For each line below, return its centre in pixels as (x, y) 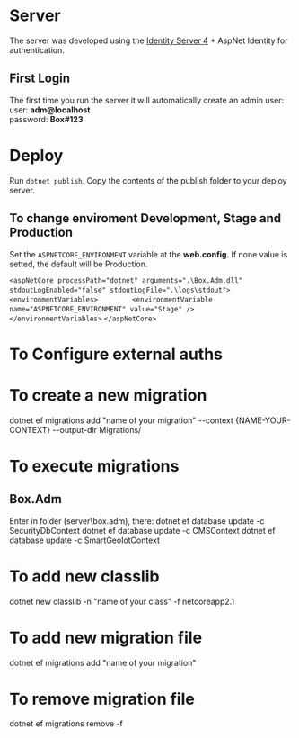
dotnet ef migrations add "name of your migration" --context (121, 420)
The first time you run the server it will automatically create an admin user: (147, 100)
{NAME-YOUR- (263, 420)
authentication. (37, 49)
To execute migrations (94, 466)
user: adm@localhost (50, 110)
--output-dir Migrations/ (97, 429)
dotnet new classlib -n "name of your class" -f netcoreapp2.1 (122, 601)
